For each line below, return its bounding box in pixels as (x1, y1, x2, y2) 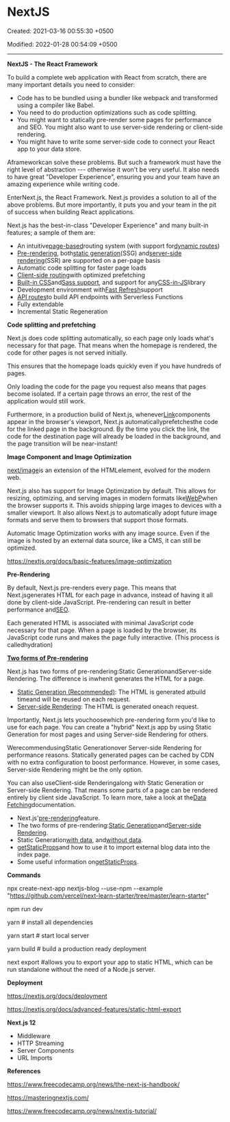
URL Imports (16, 1053, 53, 1062)
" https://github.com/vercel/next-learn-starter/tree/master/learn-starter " (7, 891, 209, 900)
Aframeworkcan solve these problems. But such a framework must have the (7, 158, 221, 166)
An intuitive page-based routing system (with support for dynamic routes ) (16, 242, 220, 250)
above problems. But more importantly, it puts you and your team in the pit (7, 200, 217, 209)
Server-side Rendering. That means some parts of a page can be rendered (7, 786, 218, 794)
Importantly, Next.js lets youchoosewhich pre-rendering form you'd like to (7, 715, 216, 724)
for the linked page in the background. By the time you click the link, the (7, 425, 210, 433)
